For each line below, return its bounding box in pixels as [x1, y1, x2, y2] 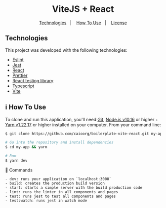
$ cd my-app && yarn [5, 144, 48, 150]
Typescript [12, 83, 35, 89]
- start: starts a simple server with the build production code [5, 185, 142, 190]
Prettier [12, 72, 28, 78]
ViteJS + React [51, 3, 115, 15]
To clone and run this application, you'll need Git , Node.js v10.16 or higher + [5, 116, 159, 122]
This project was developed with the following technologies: [5, 47, 127, 53]
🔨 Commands [5, 167, 33, 173]
